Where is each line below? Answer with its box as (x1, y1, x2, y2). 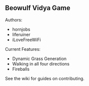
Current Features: (5, 46, 41, 52)
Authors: (5, 17, 22, 22)
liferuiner (12, 31, 31, 37)
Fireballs (12, 66, 30, 72)
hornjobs (12, 26, 30, 32)
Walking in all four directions (12, 61, 70, 66)
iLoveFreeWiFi (12, 37, 41, 43)
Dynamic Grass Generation (12, 56, 67, 62)
